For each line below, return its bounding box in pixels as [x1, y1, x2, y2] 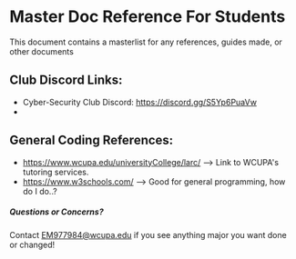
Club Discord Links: [9, 73, 123, 88]
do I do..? [22, 185, 57, 196]
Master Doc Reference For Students [9, 6, 286, 27]
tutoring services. [22, 166, 89, 177]
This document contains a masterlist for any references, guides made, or [9, 36, 282, 47]
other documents [9, 45, 75, 56]
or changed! [9, 239, 56, 250]
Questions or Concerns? [9, 206, 104, 217]
